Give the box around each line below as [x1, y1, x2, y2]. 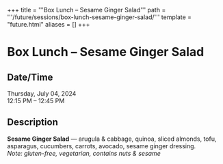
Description [7, 116, 58, 128]
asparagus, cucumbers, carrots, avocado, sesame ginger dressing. [7, 141, 196, 150]
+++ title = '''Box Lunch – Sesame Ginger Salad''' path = [7, 6, 166, 14]
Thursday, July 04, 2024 [7, 90, 77, 98]
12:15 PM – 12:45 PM [7, 97, 65, 105]
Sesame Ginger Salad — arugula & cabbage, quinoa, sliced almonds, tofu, [7, 135, 217, 143]
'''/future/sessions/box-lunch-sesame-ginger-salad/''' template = [7, 13, 192, 21]
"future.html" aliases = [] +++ [7, 20, 90, 28]
